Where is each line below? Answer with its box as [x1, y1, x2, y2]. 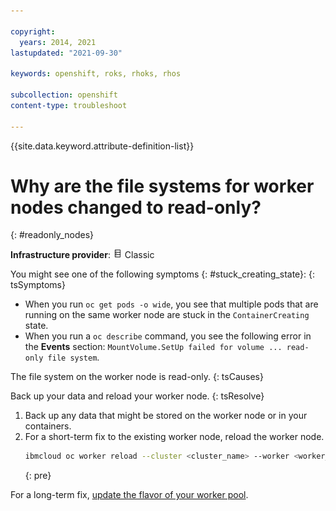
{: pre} [24, 470, 52, 482]
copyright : [10, 26, 56, 37]
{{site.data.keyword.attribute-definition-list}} [10, 140, 195, 152]
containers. [24, 420, 72, 432]
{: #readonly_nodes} [10, 229, 95, 241]
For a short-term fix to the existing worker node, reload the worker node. [24, 431, 325, 443]
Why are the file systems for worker [10, 175, 315, 197]
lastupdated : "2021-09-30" [10, 48, 123, 58]
